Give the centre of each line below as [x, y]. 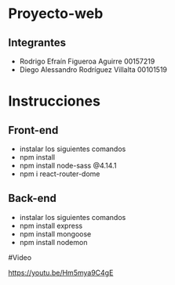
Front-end [33, 130]
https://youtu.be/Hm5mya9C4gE [61, 272]
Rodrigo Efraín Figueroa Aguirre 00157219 [87, 61]
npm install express [51, 225]
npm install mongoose [55, 234]
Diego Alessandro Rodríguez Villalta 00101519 [93, 70]
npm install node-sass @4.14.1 [68, 166]
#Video [20, 257]
